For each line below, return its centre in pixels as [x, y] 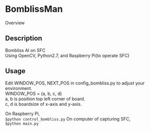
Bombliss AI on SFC [25, 50]
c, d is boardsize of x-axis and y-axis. [43, 104]
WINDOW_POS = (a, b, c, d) [34, 93]
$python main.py [22, 124]
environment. [19, 88]
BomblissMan [34, 9]
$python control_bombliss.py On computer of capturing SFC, [68, 119]
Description [24, 38]
